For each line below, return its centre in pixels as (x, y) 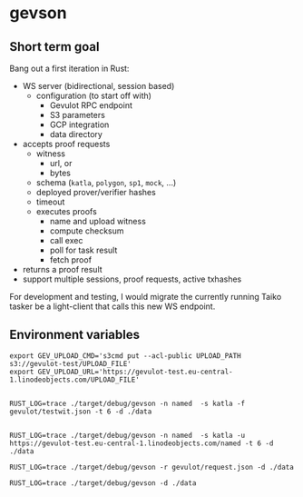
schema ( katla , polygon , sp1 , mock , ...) (106, 183)
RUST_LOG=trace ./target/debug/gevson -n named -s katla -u (127, 435)
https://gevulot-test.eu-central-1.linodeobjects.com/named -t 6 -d (142, 443)
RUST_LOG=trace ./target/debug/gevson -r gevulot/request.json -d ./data (152, 467)
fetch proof (71, 260)
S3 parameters (78, 115)
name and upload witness (98, 221)
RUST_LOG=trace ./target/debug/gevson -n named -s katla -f (127, 403)
